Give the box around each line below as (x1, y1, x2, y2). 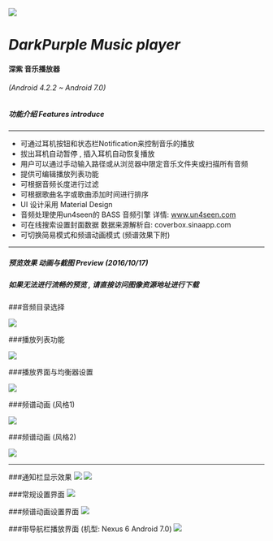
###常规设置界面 (8, 489, 65, 499)
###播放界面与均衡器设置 (8, 366, 93, 377)
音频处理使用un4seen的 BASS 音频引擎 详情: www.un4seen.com (19, 210, 236, 219)
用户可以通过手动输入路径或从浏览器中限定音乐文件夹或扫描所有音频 (19, 159, 249, 169)
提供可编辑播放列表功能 (19, 169, 99, 179)
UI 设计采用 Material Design (19, 200, 113, 210)
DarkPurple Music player (8, 36, 181, 54)
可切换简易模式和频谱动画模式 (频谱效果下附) (19, 230, 171, 240)
